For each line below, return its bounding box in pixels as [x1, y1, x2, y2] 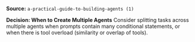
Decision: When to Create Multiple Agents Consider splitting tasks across [6, 17, 189, 23]
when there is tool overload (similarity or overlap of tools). [6, 29, 148, 36]
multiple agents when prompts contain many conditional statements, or [6, 23, 180, 30]
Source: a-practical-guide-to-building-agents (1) [6, 5, 134, 12]
